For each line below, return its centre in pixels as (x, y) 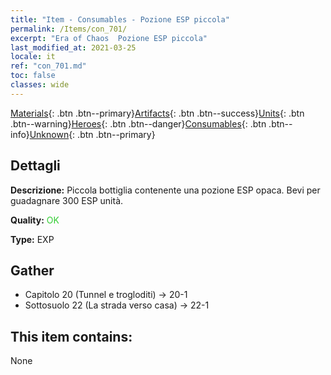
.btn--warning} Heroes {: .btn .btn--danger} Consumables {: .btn (138, 123)
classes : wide (40, 85)
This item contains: (71, 336)
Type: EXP (32, 239)
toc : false (33, 76)
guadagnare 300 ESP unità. (67, 200)
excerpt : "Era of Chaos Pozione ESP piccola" (109, 38)
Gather (32, 270)
